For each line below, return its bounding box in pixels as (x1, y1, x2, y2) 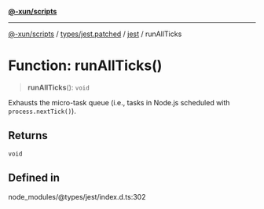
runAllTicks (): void (27, 82, 90, 92)
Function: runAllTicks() (8, 57, 163, 75)
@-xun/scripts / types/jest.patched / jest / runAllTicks (8, 29, 182, 38)
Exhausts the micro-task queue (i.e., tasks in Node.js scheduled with (8, 97, 230, 107)
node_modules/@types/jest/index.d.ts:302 (8, 192, 146, 201)
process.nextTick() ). (8, 106, 76, 115)
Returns (8, 129, 49, 142)
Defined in (8, 171, 60, 185)
